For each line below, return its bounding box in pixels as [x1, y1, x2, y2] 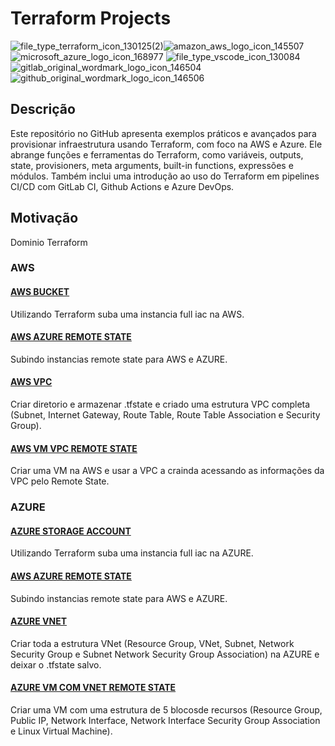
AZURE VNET [10, 615, 67, 627]
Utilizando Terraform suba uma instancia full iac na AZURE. [10, 547, 254, 559]
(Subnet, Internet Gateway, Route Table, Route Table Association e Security [10, 409, 321, 421]
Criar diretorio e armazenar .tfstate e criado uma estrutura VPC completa [10, 398, 311, 411]
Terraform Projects [10, 7, 172, 30]
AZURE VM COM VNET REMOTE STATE [10, 682, 177, 694]
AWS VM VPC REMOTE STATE [10, 442, 138, 454]
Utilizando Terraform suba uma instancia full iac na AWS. [10, 308, 245, 320]
